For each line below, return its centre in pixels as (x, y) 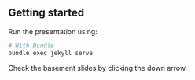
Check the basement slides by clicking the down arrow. (97, 68)
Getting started (46, 13)
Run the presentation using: (53, 31)
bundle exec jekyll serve (50, 53)
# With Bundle (31, 46)
